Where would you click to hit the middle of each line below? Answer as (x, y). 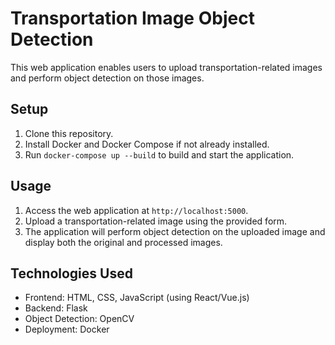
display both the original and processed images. (123, 242)
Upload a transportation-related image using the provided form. (156, 221)
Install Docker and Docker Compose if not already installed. (147, 144)
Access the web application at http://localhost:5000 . (136, 210)
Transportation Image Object (132, 18)
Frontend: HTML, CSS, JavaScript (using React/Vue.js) (137, 298)
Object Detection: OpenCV (79, 319)
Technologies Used (71, 273)
